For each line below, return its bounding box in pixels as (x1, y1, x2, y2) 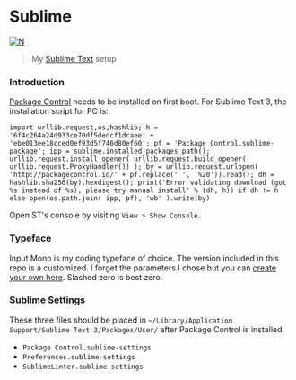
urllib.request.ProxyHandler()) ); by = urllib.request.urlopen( (9, 163, 258, 172)
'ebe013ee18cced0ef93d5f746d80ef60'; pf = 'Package (9, 139, 206, 148)
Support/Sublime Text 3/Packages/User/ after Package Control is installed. (9, 323, 285, 334)
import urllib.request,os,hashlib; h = (9, 123, 159, 132)
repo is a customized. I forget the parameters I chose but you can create (9, 262, 276, 273)
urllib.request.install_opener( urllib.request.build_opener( (9, 155, 247, 163)
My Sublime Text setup (30, 53, 117, 64)
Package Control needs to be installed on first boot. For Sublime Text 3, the (9, 96, 287, 107)
